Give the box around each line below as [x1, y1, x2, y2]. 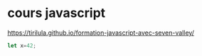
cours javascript [7, 5, 106, 21]
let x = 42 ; [7, 42, 37, 49]
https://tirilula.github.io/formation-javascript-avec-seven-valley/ [7, 28, 194, 37]
